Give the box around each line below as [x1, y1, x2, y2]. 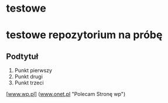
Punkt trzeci [14, 79, 44, 86]
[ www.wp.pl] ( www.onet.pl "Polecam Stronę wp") [6, 91, 126, 98]
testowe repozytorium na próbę [6, 29, 163, 42]
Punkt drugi [14, 73, 43, 80]
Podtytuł [6, 51, 39, 61]
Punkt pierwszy [14, 67, 53, 74]
